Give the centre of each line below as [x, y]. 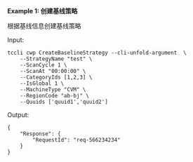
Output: [18, 115]
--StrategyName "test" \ [56, 59]
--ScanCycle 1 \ [44, 65]
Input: [16, 40]
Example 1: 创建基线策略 [42, 11]
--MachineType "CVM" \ [53, 90]
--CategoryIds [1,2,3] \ [56, 77]
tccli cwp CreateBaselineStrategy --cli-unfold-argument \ [97, 53]
